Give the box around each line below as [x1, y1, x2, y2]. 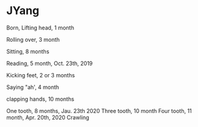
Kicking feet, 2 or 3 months [6, 71, 75, 79]
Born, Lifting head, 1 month [6, 24, 75, 31]
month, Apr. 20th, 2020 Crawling [6, 114, 89, 121]
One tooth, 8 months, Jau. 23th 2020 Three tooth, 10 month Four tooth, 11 [6, 107, 192, 114]
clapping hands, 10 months [6, 95, 75, 102]
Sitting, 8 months [6, 47, 50, 55]
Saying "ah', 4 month [6, 83, 59, 91]
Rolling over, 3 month [6, 36, 60, 43]
